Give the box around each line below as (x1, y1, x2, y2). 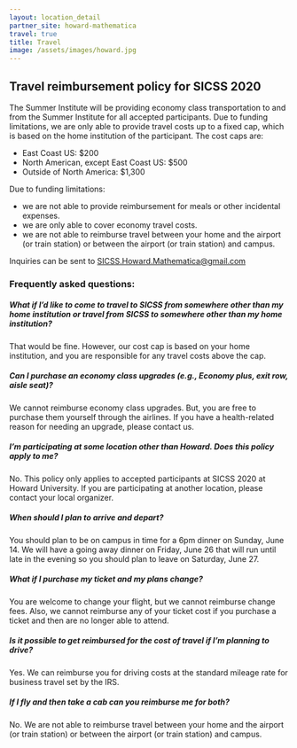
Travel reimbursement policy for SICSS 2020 (9, 79, 262, 94)
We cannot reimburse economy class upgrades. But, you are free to (9, 402, 257, 413)
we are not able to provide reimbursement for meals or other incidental (21, 200, 281, 211)
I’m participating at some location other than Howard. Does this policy (9, 441, 275, 452)
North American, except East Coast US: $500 (21, 157, 188, 168)
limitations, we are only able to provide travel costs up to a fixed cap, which (9, 121, 285, 131)
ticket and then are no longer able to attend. (9, 615, 170, 626)
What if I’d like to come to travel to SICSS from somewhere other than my (9, 300, 284, 310)
